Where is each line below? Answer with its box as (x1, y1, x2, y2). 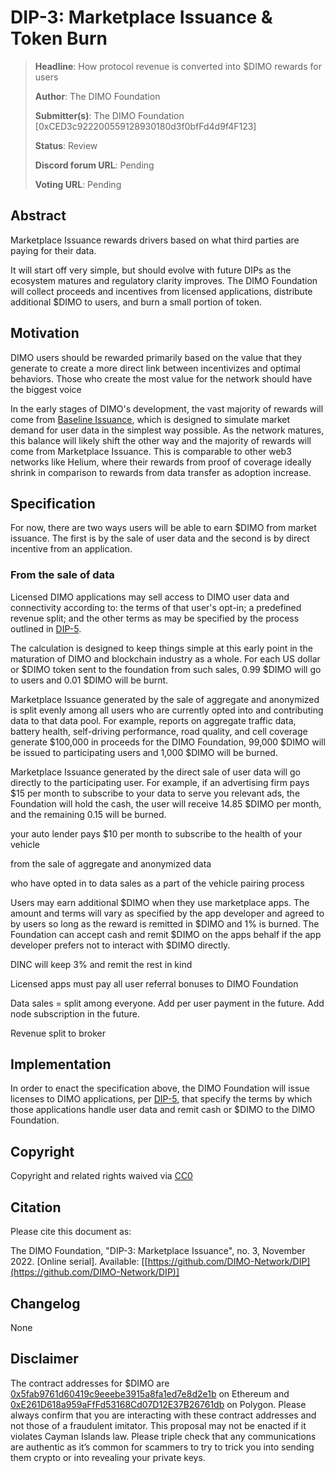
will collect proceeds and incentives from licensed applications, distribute (10, 285, 313, 297)
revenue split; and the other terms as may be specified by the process (10, 612, 300, 624)
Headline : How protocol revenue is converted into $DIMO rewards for (34, 60, 322, 72)
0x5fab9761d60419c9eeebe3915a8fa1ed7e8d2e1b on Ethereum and (10, 1387, 290, 1400)
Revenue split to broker (10, 1027, 106, 1039)
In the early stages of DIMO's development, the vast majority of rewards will (10, 402, 324, 415)
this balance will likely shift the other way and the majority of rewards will (10, 434, 312, 446)
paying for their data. (10, 244, 97, 256)
